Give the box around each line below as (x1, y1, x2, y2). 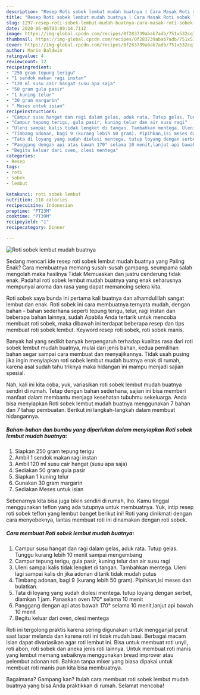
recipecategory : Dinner (6, 225, 65, 231)
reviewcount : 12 (6, 58, 46, 64)
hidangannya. (6, 412, 40, 420)
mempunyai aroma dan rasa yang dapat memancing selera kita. (6, 283, 162, 290)
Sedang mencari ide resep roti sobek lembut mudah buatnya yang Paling (6, 257, 185, 265)
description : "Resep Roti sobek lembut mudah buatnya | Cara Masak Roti (6, 8, 190, 15)
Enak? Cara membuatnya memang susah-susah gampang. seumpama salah (6, 263, 192, 271)
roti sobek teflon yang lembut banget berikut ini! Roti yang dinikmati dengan (6, 510, 192, 517)
